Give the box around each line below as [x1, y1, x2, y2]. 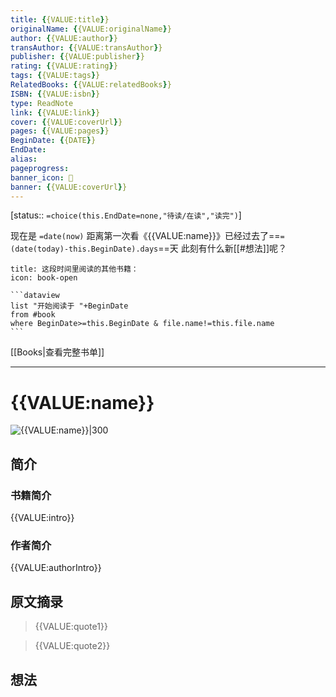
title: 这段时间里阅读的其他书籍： [10, 264, 139, 275]
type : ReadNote [10, 98, 74, 108]
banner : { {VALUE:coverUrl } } [10, 182, 128, 192]
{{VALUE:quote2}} [34, 640, 111, 652]
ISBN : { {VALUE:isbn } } [10, 89, 101, 99]
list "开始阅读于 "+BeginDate [10, 301, 129, 311]
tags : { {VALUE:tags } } [10, 71, 101, 81]
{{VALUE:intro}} [10, 512, 75, 523]
